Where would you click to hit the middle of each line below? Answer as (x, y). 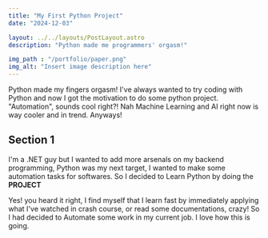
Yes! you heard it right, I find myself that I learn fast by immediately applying (134, 200)
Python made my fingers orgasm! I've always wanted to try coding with (126, 89)
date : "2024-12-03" (41, 23)
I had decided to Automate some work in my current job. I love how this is (129, 217)
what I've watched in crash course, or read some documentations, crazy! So (134, 208)
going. (19, 225)
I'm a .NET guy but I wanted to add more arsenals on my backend (116, 159)
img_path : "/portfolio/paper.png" (68, 59)
